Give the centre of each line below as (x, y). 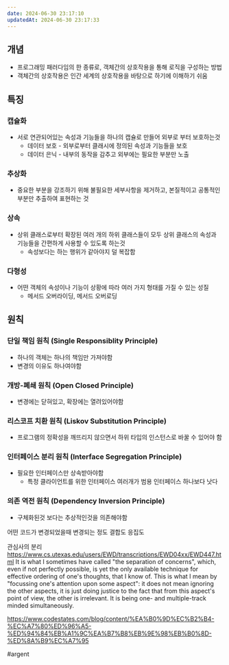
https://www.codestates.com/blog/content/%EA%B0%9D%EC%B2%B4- (111, 618)
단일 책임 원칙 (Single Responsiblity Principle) (83, 341)
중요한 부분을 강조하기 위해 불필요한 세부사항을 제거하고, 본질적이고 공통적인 (119, 190)
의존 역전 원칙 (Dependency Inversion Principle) (86, 501)
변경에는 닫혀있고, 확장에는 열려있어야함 (70, 401)
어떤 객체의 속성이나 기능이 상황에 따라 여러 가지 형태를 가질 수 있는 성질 (113, 287)
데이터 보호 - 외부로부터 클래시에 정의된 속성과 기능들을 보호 (107, 146)
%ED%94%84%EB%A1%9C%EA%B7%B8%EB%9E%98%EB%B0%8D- (110, 633)
